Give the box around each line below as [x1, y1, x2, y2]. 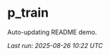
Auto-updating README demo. [7, 28, 97, 36]
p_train [7, 5, 49, 21]
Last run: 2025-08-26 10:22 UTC [7, 41, 104, 49]
